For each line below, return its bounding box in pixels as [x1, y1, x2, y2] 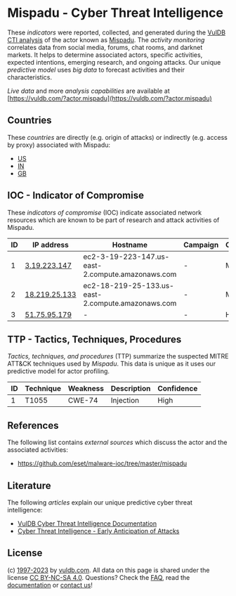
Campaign [183, 240, 219, 250]
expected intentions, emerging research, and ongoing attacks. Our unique [7, 58, 221, 66]
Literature [7, 479, 51, 491]
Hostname [112, 240, 147, 250]
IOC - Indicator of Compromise [7, 190, 144, 202]
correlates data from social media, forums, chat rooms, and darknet [7, 43, 203, 51]
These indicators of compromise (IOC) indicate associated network [7, 208, 202, 216]
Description [110, 384, 151, 394]
